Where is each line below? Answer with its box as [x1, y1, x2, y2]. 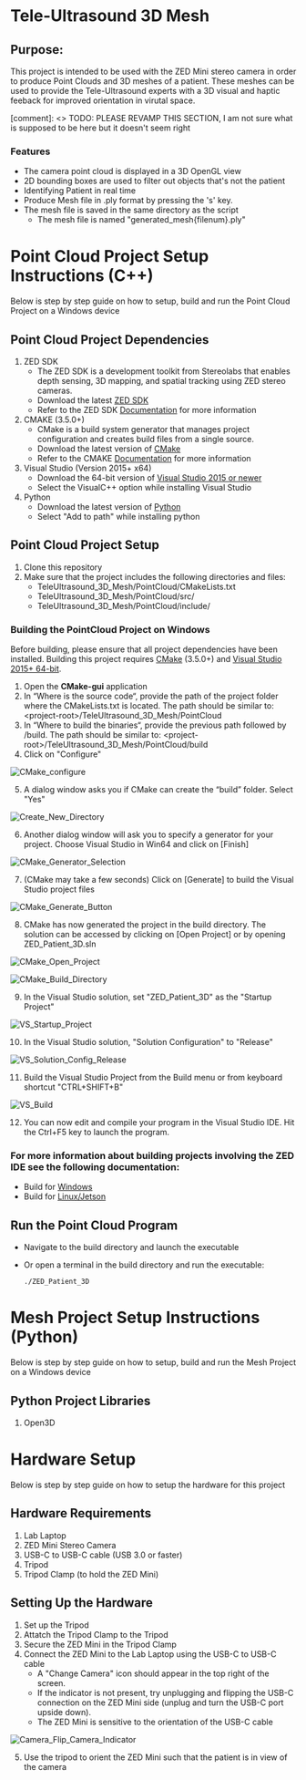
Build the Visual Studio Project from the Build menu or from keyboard [23, 1072, 283, 1083]
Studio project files [23, 884, 95, 895]
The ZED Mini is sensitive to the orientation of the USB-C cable [36, 1716, 274, 1727]
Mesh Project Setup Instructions [10, 1308, 260, 1328]
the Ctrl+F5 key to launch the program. [23, 1127, 170, 1138]
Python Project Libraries [10, 1392, 151, 1409]
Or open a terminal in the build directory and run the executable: [23, 1259, 265, 1270]
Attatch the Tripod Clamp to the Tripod [23, 1629, 168, 1640]
